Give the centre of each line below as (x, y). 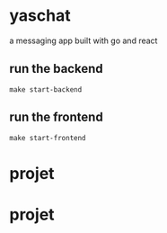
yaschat (40, 16)
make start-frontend (48, 138)
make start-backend (46, 90)
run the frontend (56, 117)
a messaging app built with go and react (83, 40)
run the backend (56, 69)
